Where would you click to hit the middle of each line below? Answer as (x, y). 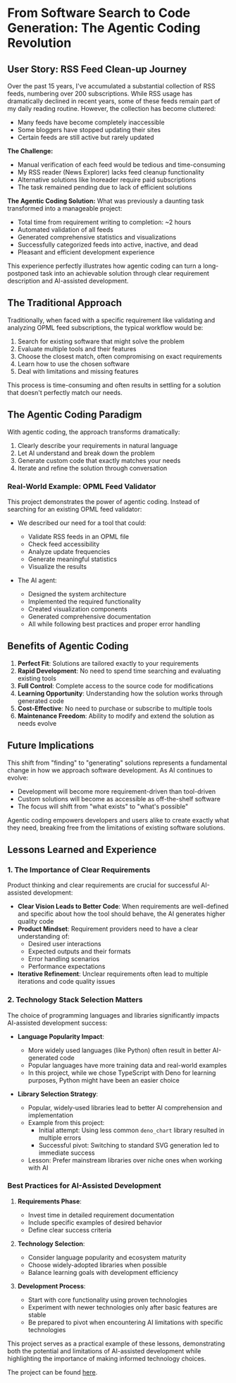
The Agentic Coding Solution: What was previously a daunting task (106, 201)
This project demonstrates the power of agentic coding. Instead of (104, 501)
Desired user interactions (64, 944)
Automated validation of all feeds (66, 230)
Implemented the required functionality (85, 601)
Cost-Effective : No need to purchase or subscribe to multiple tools (115, 708)
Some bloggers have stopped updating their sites (89, 130)
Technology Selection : (51, 1243)
